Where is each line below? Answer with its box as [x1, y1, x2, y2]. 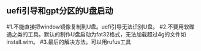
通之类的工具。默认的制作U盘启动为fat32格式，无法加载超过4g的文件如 [6, 30, 186, 38]
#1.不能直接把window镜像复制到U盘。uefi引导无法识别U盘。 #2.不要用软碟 [6, 23, 195, 30]
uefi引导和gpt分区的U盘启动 [6, 5, 113, 16]
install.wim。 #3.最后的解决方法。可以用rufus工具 [6, 38, 132, 46]
